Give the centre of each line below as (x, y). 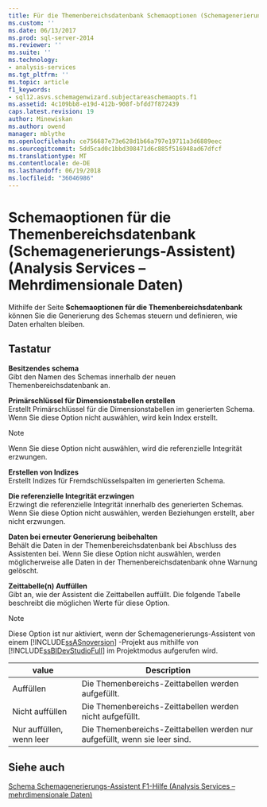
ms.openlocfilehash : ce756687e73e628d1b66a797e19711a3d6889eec (115, 141)
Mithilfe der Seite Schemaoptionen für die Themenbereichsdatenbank (126, 307)
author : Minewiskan (41, 119)
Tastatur (30, 349)
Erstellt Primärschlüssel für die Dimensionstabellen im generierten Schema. (132, 409)
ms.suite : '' (30, 52)
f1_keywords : (30, 89)
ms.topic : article (39, 82)
